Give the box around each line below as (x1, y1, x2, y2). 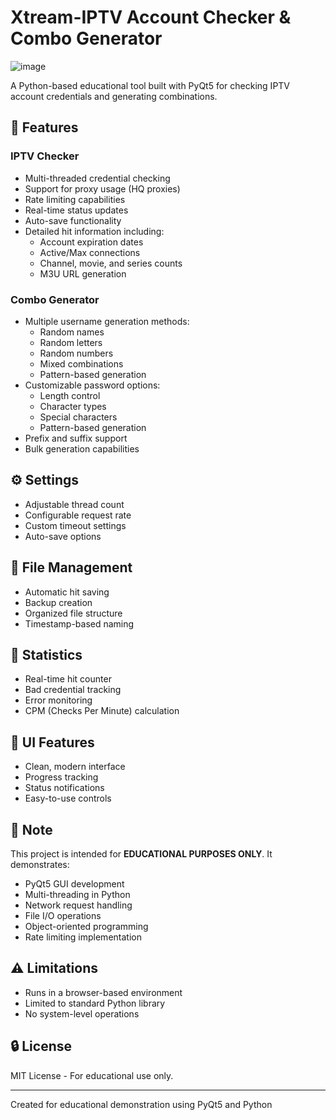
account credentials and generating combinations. (10, 90, 218, 102)
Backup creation (24, 596, 93, 608)
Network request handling (24, 899, 133, 911)
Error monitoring (24, 694, 93, 706)
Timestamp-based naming (24, 617, 135, 630)
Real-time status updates (24, 204, 129, 216)
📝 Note (10, 821, 53, 838)
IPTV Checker (10, 149, 80, 163)
